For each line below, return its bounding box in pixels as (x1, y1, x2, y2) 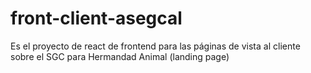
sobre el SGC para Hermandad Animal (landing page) (10, 50, 230, 62)
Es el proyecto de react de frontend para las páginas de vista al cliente (10, 40, 301, 52)
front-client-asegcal (10, 7, 183, 30)
